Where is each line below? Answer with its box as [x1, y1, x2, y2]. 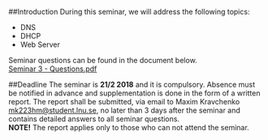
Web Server [19, 40, 61, 49]
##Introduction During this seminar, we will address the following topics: [8, 7, 250, 16]
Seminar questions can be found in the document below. [8, 56, 197, 65]
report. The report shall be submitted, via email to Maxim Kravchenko [8, 97, 240, 106]
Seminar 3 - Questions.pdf [8, 64, 97, 74]
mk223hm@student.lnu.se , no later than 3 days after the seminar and [8, 105, 241, 115]
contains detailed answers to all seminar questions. [8, 114, 180, 124]
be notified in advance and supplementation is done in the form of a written [8, 88, 261, 98]
